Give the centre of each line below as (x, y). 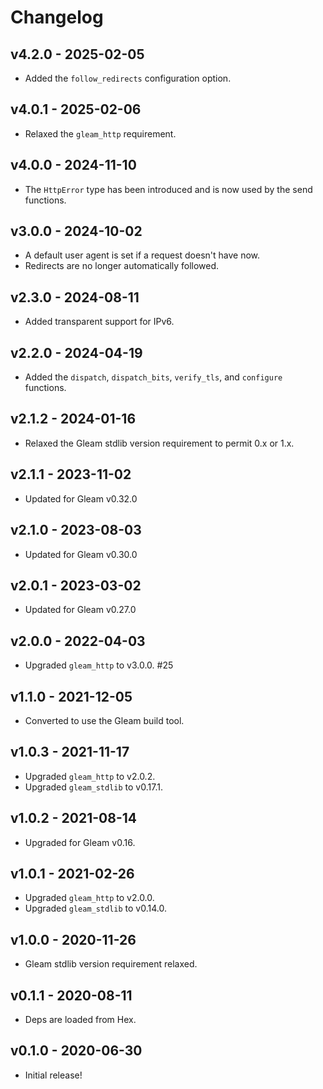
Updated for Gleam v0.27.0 (80, 610)
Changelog (57, 17)
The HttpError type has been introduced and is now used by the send (168, 189)
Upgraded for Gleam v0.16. (80, 842)
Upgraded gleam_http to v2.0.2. (90, 776)
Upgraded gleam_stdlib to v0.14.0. (95, 908)
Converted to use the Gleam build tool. (104, 720)
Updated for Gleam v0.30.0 (81, 554)
